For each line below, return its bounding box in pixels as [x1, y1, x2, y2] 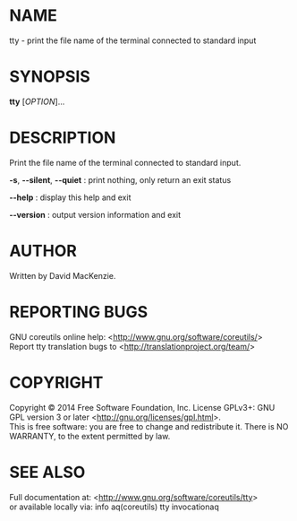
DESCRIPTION [9, 127, 116, 148]
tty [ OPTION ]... [9, 96, 65, 107]
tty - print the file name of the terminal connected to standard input [9, 35, 257, 46]
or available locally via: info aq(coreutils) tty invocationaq [9, 501, 219, 512]
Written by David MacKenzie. [9, 270, 116, 281]
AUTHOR [9, 241, 78, 261]
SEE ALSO [9, 462, 86, 482]
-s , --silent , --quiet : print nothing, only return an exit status [9, 174, 232, 185]
